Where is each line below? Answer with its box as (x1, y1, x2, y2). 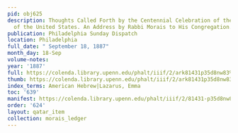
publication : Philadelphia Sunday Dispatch (7, 30, 138, 37)
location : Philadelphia (7, 37, 78, 44)
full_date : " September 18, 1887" (7, 43, 110, 50)
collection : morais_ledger (7, 115, 87, 122)
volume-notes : (7, 56, 50, 63)
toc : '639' (7, 89, 40, 96)
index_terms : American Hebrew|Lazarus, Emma (7, 82, 141, 89)
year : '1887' (7, 63, 46, 70)
